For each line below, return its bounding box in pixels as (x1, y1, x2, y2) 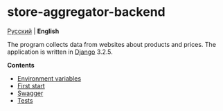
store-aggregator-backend (7, 4, 166, 20)
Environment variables (17, 74, 82, 83)
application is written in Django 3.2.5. (7, 48, 113, 56)
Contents (7, 61, 35, 69)
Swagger (17, 89, 44, 97)
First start (17, 81, 45, 90)
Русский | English (7, 27, 60, 35)
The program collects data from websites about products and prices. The (7, 40, 217, 48)
